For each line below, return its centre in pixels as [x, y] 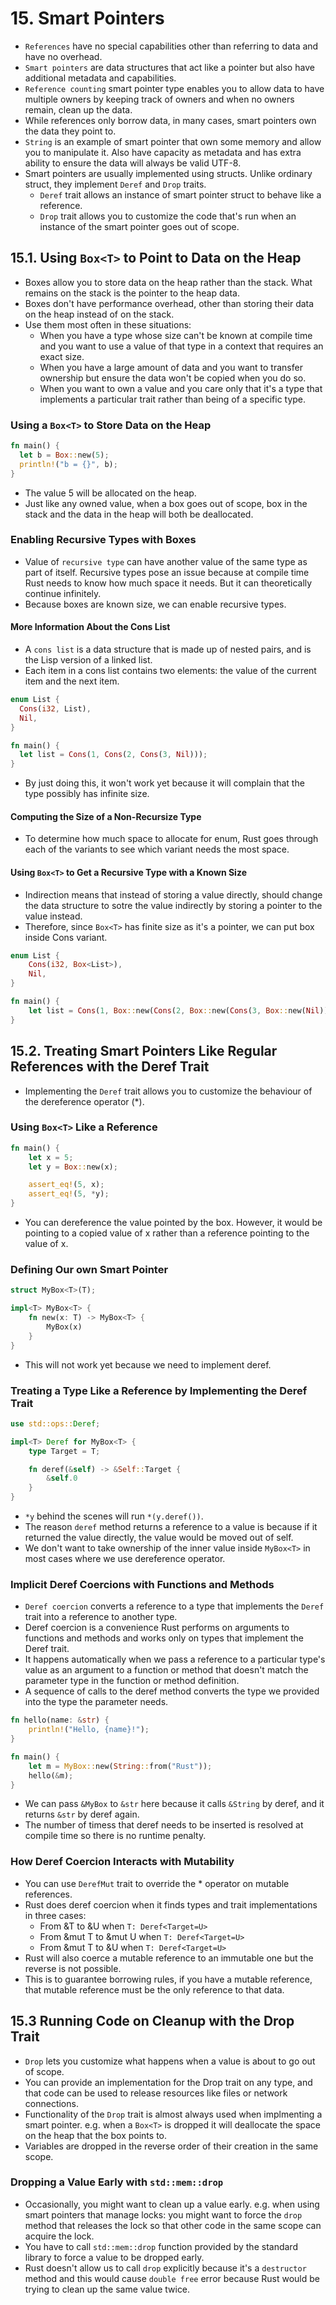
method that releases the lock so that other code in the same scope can [173, 2225]
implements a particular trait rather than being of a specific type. [173, 399]
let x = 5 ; [51, 1157]
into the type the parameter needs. [96, 1702]
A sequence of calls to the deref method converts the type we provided [172, 1691]
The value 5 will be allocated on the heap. [110, 493]
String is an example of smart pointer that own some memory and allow [173, 141]
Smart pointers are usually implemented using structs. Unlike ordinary [168, 173]
